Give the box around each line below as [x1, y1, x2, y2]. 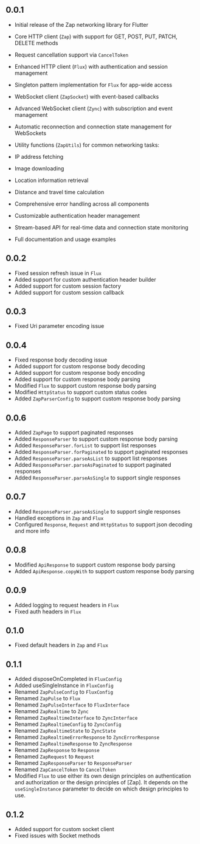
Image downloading [14, 164, 64, 172]
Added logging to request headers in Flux [14, 601, 119, 609]
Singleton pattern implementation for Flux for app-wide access [14, 81, 173, 88]
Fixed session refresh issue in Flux [14, 269, 102, 276]
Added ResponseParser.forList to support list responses [14, 442, 157, 449]
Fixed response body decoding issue [14, 356, 108, 364]
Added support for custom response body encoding [14, 369, 145, 377]
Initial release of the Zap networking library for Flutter [14, 21, 148, 28]
